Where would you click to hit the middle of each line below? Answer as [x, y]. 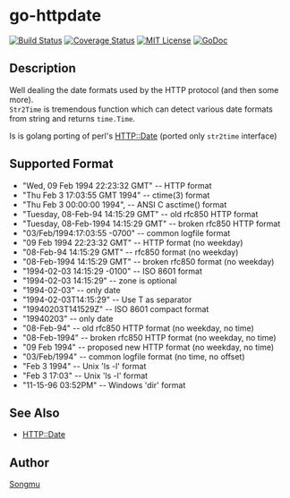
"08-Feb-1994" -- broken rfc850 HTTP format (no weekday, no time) [149, 337]
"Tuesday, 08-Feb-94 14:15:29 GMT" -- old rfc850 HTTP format [140, 214]
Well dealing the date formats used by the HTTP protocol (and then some [144, 89]
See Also [34, 413]
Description [43, 68]
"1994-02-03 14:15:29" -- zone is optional [99, 280]
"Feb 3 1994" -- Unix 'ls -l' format [84, 366]
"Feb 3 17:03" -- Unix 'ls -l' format [85, 376]
